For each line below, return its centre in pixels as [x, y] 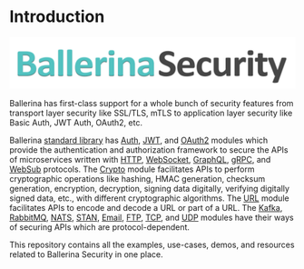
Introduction [57, 17]
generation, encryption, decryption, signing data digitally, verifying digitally [150, 188]
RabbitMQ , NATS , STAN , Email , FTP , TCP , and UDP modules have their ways [152, 217]
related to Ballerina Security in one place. [86, 254]
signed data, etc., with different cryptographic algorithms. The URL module [149, 198]
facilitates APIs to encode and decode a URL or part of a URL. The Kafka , [146, 207]
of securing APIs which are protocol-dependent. [100, 227]
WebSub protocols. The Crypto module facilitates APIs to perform [132, 169]
